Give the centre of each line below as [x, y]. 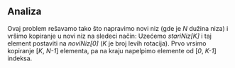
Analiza [24, 12]
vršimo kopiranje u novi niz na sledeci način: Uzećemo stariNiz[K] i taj [109, 36]
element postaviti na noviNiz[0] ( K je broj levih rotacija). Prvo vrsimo [107, 43]
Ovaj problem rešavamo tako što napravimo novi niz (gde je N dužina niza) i [118, 28]
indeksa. [20, 58]
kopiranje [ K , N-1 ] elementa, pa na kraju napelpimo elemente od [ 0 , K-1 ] [112, 50]
